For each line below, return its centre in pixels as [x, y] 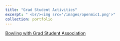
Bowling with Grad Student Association [46, 33]
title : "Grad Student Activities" [41, 10]
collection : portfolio [29, 19]
